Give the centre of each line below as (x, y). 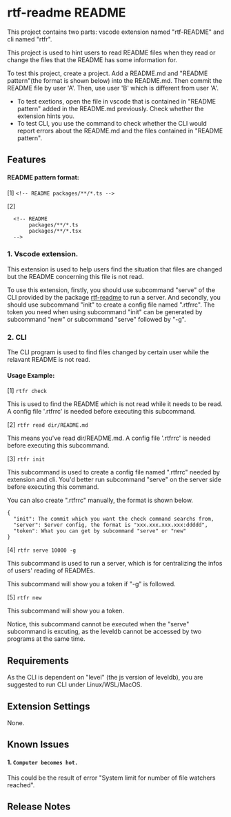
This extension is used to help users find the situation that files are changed (115, 269)
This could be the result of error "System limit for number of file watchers (111, 778)
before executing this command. (53, 487)
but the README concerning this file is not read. (76, 276)
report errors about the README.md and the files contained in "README (120, 131)
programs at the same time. (46, 639)
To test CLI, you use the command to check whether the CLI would (112, 123)
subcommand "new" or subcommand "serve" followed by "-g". (97, 319)
